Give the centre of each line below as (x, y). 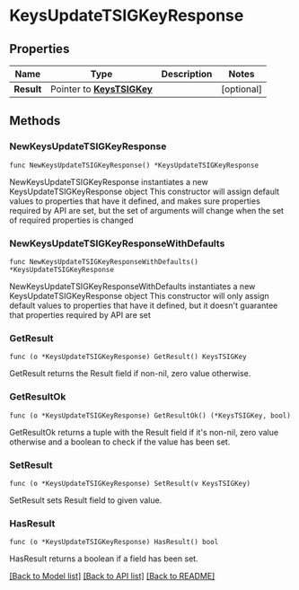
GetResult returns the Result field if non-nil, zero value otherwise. (130, 374)
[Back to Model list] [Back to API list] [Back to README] (112, 577)
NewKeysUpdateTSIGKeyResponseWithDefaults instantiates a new (132, 286)
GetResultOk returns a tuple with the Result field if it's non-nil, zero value (144, 432)
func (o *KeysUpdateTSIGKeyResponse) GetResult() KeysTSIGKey (128, 357)
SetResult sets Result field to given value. (86, 500)
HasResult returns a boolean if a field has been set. (104, 559)
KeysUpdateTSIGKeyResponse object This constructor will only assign (139, 295)
